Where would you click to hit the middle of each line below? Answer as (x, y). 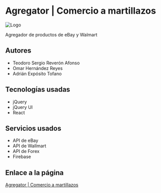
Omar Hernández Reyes (38, 68)
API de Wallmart (29, 146)
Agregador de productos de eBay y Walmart (51, 34)
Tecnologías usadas (38, 89)
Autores (18, 51)
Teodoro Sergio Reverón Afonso (46, 63)
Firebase (22, 157)
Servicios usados (33, 128)
